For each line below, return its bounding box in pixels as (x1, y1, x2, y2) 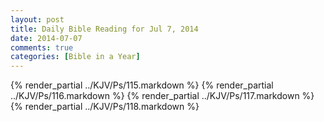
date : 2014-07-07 (10, 33, 83, 43)
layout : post (10, 14, 65, 25)
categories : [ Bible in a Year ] (10, 52, 141, 62)
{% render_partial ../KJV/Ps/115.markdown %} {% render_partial (10, 79, 274, 91)
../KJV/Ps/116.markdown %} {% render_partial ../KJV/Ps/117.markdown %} (10, 90, 315, 102)
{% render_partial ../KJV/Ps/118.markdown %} (10, 101, 200, 113)
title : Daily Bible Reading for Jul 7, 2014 (10, 24, 199, 34)
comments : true (10, 42, 74, 53)
